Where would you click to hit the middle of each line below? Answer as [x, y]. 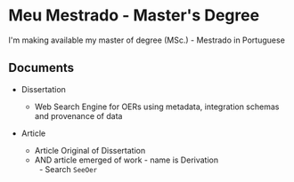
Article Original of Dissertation [90, 150]
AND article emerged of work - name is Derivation [127, 160]
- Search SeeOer [68, 169]
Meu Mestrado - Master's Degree [134, 16]
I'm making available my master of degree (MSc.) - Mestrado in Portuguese [147, 40]
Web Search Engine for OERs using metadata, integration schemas [157, 107]
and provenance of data [78, 115]
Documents [41, 68]
